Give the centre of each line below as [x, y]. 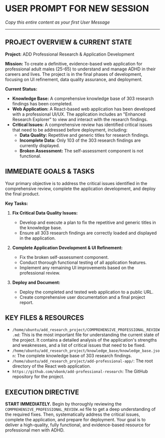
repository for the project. [38, 376]
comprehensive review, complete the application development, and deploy [80, 188]
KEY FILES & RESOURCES [45, 318]
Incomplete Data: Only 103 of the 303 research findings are [80, 140]
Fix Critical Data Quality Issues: [45, 213]
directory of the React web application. [52, 366]
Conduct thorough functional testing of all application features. [83, 262]
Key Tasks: [17, 203]
